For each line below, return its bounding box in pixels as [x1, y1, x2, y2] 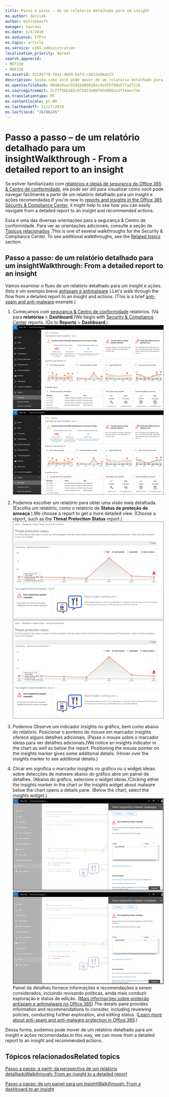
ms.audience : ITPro [5, 35, 46, 40]
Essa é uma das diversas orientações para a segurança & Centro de [5, 217, 146, 223]
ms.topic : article [5, 40, 44, 45]
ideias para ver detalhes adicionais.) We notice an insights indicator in [12, 740, 156, 746]
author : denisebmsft [5, 19, 49, 24]
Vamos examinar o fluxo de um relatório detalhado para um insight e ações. [5, 283, 162, 289]
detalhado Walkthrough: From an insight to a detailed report [5, 1071, 127, 1077]
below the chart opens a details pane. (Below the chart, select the [12, 787, 149, 793]
